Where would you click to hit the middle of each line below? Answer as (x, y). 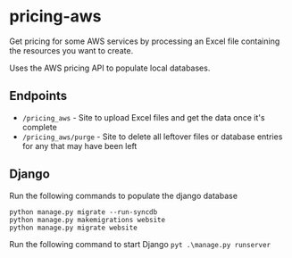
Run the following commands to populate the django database (124, 196)
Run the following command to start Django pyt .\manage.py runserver (140, 244)
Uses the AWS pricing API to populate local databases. (110, 68)
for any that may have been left (79, 146)
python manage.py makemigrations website (88, 220)
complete (40, 127)
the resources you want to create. (71, 50)
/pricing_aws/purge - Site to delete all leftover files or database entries (152, 137)
